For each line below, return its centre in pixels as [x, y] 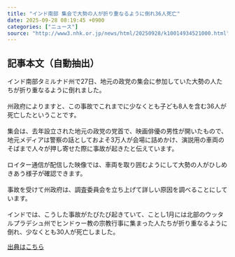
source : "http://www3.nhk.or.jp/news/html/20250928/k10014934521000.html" [119, 33]
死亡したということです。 [44, 115]
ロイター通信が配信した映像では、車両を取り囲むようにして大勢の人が [108, 165]
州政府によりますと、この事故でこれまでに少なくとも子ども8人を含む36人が [117, 106]
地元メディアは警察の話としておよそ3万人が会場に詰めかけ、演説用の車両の [116, 140]
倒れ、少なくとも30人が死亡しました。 [63, 232]
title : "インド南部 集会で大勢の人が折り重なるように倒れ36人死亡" [94, 14]
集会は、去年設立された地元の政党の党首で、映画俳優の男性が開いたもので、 [117, 131]
